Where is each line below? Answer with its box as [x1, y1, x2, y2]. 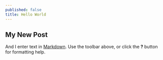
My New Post [5, 30, 48, 39]
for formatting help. [5, 49, 45, 55]
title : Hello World [5, 12, 46, 17]
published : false [5, 7, 42, 12]
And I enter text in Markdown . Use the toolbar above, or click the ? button [5, 43, 158, 50]
